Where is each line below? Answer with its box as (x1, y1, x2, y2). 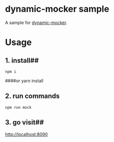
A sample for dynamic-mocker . (5, 20, 68, 25)
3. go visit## (5, 118, 44, 127)
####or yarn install (5, 77, 44, 84)
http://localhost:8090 (5, 131, 48, 137)
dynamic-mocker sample (5, 3, 110, 15)
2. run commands (5, 92, 60, 100)
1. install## (5, 56, 39, 65)
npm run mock (5, 105, 32, 110)
